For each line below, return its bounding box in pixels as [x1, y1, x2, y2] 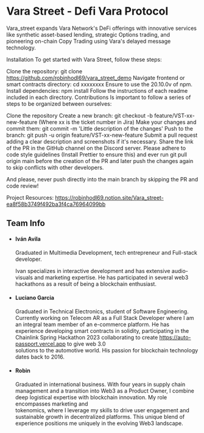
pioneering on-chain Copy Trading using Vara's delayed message [6, 37, 171, 45]
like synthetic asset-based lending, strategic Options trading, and [6, 31, 171, 38]
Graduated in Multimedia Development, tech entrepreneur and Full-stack [15, 249, 198, 256]
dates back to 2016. [15, 353, 65, 360]
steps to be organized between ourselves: [6, 100, 112, 107]
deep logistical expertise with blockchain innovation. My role [15, 393, 167, 401]
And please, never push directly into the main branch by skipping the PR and [6, 175, 199, 183]
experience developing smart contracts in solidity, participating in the [15, 327, 189, 334]
